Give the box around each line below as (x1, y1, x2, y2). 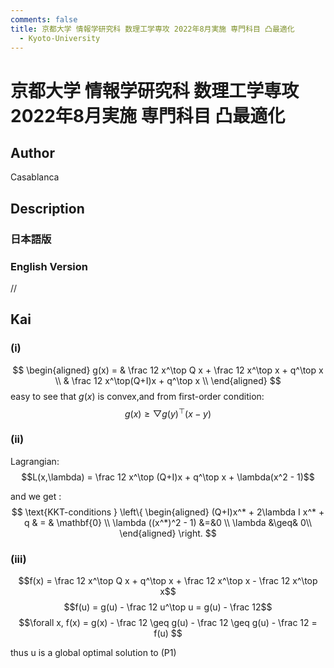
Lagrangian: (10, 455, 60, 467)
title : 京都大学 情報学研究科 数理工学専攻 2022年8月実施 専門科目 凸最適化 (10, 24, 295, 34)
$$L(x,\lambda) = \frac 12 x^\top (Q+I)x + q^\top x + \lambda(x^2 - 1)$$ (21, 471, 315, 483)
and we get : (10, 490, 62, 502)
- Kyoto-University (19, 33, 101, 43)
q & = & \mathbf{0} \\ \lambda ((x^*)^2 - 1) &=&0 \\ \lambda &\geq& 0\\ (23, 516, 313, 528)
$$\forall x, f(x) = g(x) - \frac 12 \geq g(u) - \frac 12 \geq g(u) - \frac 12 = (18, 616, 318, 628)
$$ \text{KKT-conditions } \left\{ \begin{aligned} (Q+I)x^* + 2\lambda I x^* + (11, 506, 325, 518)
